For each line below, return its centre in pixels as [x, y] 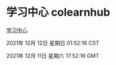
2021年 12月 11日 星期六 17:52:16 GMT [53, 55]
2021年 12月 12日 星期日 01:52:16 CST [53, 43]
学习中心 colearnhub [58, 12]
